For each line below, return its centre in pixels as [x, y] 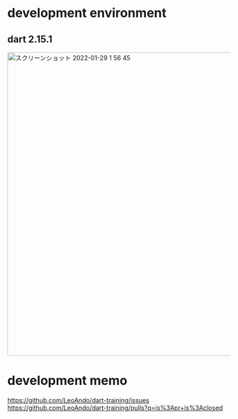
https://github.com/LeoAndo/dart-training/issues [79, 400]
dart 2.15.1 [30, 39]
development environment [87, 13]
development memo [67, 381]
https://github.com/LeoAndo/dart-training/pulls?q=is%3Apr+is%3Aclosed [115, 408]
